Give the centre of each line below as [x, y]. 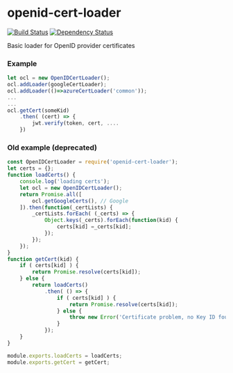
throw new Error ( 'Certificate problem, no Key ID [142, 317]
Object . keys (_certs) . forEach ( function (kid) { [111, 221]
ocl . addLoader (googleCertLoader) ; [57, 85]
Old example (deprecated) [52, 148]
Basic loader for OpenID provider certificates [71, 45]
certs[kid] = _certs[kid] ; [94, 227]
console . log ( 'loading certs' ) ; [65, 182]
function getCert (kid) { [43, 259]
